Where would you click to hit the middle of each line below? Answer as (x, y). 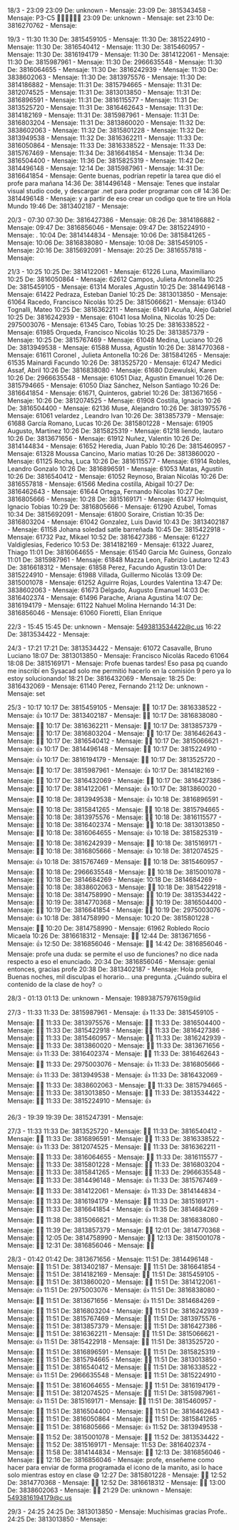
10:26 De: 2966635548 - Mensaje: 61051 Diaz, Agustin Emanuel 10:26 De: (116, 378)
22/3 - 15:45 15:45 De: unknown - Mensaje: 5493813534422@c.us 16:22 (114, 627)
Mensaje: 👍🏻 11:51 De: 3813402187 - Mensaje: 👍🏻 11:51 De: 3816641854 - (114, 1267)
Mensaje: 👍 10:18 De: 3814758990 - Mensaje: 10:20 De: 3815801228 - (111, 918)
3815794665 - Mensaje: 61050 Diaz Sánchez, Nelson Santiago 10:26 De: (114, 385)
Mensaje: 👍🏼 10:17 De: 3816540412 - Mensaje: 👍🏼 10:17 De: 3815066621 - (115, 741)
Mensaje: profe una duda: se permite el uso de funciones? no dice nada (113, 954)
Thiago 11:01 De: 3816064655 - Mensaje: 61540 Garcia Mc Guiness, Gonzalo (119, 552)
